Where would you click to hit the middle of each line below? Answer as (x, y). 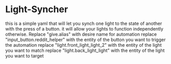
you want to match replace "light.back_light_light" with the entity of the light (85, 50)
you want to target (25, 56)
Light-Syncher (37, 9)
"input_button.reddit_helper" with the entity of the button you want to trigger (86, 40)
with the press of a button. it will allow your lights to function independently (84, 28)
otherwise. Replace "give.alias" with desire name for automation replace (81, 34)
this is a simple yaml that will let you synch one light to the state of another (84, 23)
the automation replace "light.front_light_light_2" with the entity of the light (83, 45)
